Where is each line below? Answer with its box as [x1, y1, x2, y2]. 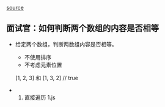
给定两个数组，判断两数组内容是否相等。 [15, 40, 117, 48]
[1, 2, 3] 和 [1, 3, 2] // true [15, 74, 78, 81]
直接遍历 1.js [24, 94, 56, 101]
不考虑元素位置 [24, 61, 62, 68]
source [6, 4, 24, 11]
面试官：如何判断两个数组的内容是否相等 [6, 23, 159, 34]
